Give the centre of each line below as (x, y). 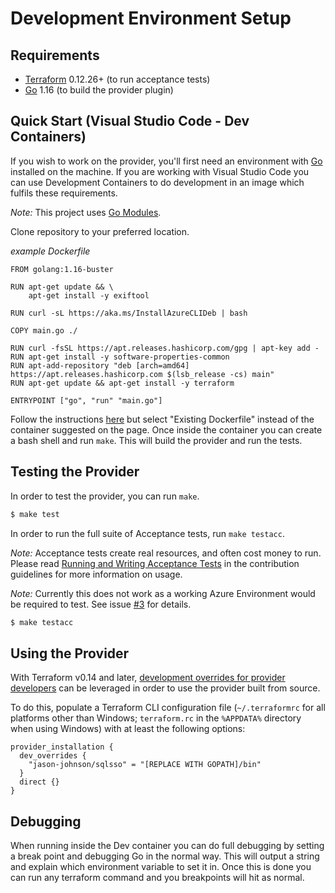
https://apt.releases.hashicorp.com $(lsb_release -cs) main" (142, 374)
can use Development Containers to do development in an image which (157, 182)
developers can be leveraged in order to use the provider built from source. (165, 688)
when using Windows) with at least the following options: (128, 729)
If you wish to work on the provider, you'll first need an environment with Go (166, 161)
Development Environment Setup (151, 18)
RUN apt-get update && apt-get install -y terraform (122, 383)
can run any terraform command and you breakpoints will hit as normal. (157, 877)
